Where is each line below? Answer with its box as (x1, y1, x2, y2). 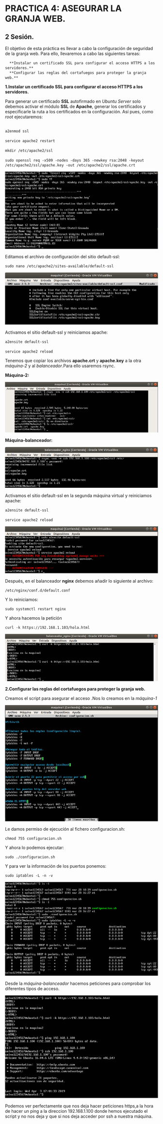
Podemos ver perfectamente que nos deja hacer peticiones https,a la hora (5, 1103, 154, 1109)
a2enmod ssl (5, 129, 29, 134)
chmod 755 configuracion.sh (5, 836, 62, 841)
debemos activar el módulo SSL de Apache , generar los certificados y (5, 104, 146, 109)
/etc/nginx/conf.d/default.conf (5, 588, 70, 593)
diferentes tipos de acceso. (5, 985, 60, 991)
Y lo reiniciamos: (5, 596, 38, 602)
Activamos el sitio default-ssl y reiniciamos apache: (5, 329, 108, 336)
